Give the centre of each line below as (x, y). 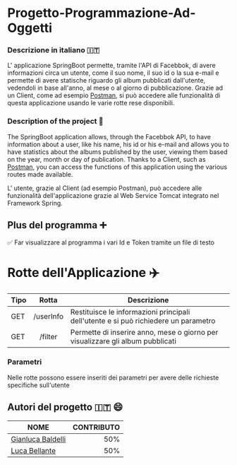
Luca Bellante (34, 450)
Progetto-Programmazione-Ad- (102, 13)
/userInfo (48, 316)
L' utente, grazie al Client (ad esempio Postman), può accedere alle (105, 188)
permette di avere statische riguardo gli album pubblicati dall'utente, (107, 81)
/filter (48, 336)
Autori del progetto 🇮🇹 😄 (65, 407)
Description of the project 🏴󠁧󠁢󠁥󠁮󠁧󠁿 (55, 122)
